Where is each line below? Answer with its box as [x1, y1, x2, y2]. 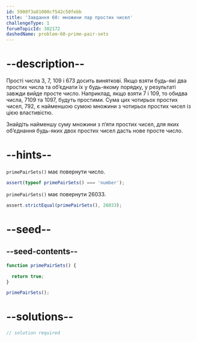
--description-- [6, 57, 85, 71]
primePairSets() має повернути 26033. [6, 190, 106, 197]
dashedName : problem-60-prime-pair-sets [6, 31, 109, 37]
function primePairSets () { [6, 263, 77, 269]
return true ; [11, 273, 44, 279]
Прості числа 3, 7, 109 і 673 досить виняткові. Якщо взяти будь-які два [6, 77, 187, 84]
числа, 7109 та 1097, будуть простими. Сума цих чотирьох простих [6, 96, 178, 104]
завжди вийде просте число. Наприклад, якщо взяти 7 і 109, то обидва [6, 90, 188, 97]
